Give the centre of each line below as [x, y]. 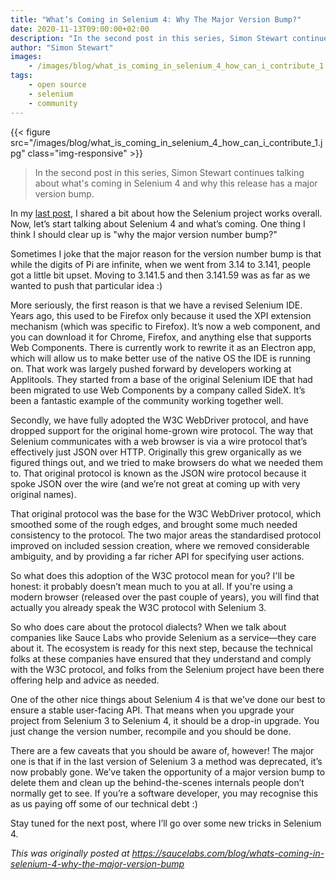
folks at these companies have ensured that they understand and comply [161, 658]
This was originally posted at [70, 853]
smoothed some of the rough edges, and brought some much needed [154, 524]
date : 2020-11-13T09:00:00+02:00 [80, 29]
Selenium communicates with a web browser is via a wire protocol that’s [159, 441]
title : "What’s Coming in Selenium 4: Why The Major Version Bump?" [156, 19]
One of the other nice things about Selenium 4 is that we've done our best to [168, 699]
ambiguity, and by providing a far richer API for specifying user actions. [157, 556]
